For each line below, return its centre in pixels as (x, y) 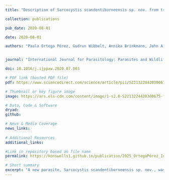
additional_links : (24, 142)
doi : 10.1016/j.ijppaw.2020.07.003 (43, 69)
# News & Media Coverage (31, 124)
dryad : (12, 110)
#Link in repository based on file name (48, 151)
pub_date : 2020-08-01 (28, 28)
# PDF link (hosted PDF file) (37, 78)
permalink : (17, 156)
